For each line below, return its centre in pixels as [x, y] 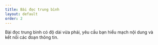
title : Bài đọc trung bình [32, 9]
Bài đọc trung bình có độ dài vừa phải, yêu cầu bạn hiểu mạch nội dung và [79, 32]
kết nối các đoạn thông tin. [32, 37]
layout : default [21, 14]
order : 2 [14, 18]
